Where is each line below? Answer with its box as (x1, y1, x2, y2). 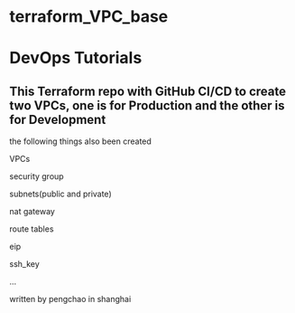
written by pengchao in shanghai (9, 294, 132, 305)
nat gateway (9, 206, 56, 217)
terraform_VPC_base (9, 6, 169, 27)
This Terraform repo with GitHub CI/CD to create (9, 83, 287, 99)
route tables (9, 223, 54, 234)
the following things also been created (9, 136, 152, 147)
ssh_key (9, 259, 41, 270)
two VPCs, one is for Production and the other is (9, 98, 286, 113)
